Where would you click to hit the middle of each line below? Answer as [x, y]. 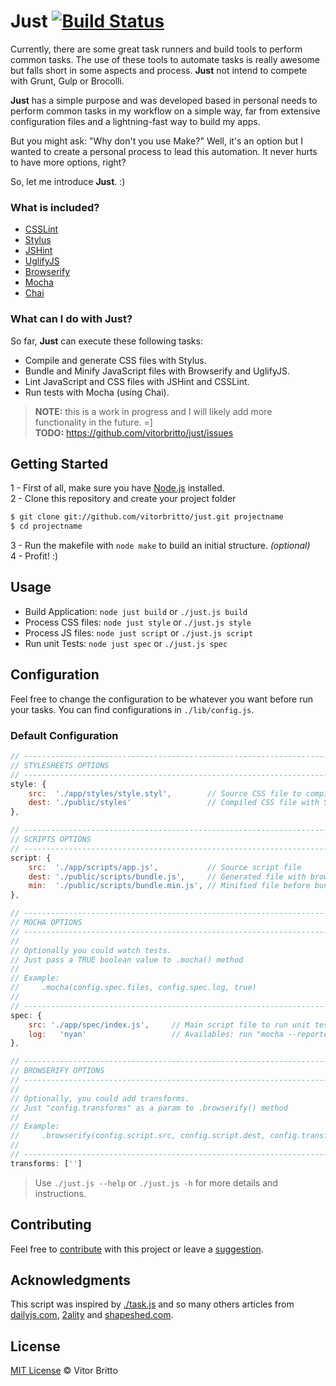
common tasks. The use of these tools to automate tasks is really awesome [165, 59]
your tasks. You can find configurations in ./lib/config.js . [132, 709]
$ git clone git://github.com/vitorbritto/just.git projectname [147, 517]
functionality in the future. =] [93, 422]
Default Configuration [64, 735]
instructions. [60, 1193]
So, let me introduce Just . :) [68, 181]
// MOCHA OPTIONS [46, 923]
